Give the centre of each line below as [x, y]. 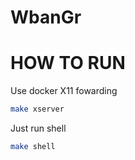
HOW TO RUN [68, 63]
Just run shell [38, 128]
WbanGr [46, 17]
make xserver [37, 109]
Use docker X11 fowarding [64, 91]
